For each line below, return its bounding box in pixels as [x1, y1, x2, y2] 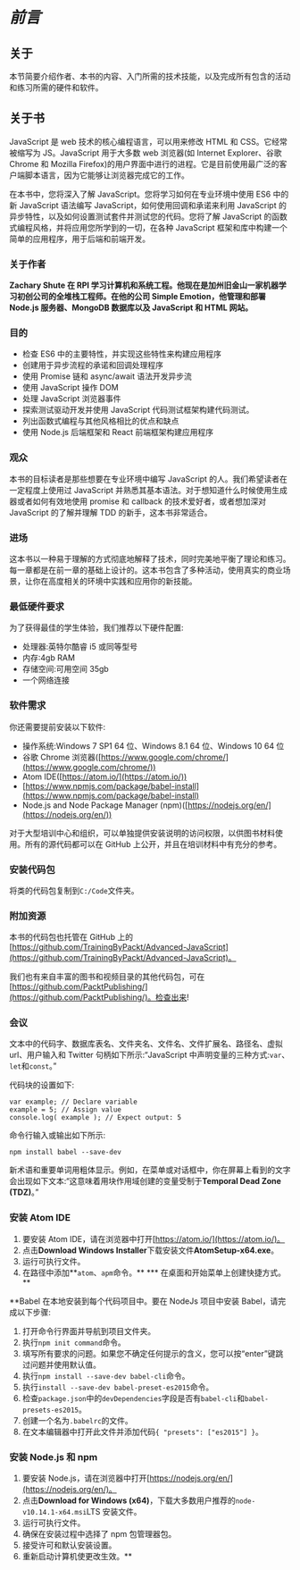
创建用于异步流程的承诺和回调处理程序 [21, 360, 163, 371]
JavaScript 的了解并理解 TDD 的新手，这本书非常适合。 [9, 507, 212, 517]
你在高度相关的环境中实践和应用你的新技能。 [32, 576, 197, 586]
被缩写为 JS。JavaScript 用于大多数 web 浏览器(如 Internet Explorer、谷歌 [9, 147, 282, 158]
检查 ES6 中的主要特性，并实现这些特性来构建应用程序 [21, 348, 221, 359]
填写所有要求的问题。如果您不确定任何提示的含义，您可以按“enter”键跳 [21, 1348, 284, 1358]
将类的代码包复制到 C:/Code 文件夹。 [9, 885, 140, 895]
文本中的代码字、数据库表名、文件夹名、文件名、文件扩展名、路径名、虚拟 [9, 1038, 283, 1049]
